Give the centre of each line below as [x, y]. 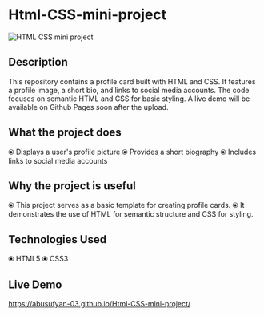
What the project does [65, 133]
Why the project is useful [72, 186]
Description [38, 62]
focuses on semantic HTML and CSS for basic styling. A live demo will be [129, 99]
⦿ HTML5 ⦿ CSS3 [38, 259]
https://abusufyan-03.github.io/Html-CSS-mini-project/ [100, 304]
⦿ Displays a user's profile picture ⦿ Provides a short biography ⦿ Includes [132, 152]
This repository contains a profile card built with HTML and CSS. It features [132, 81]
